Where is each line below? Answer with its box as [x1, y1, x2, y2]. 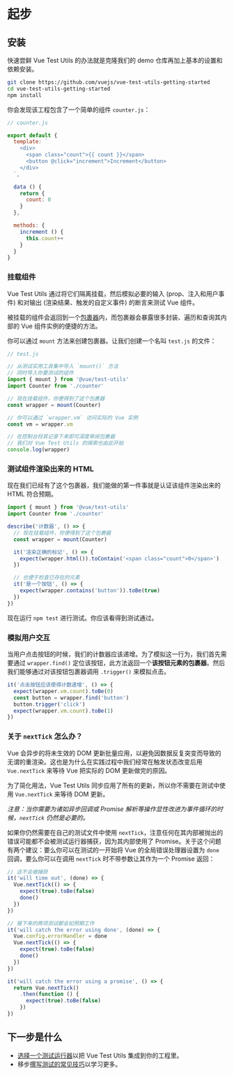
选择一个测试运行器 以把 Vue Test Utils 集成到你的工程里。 [17, 1051, 183, 1060]
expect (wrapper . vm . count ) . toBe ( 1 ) [13, 707, 114, 714]
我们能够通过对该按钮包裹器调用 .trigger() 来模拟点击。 [7, 667, 171, 676]
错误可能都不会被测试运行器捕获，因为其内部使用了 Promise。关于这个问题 [7, 837, 221, 845]
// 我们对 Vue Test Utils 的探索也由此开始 [7, 440, 124, 447]
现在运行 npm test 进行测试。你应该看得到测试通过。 [7, 614, 158, 622]
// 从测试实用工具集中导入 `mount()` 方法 [7, 363, 118, 370]
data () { [13, 183, 42, 191]
